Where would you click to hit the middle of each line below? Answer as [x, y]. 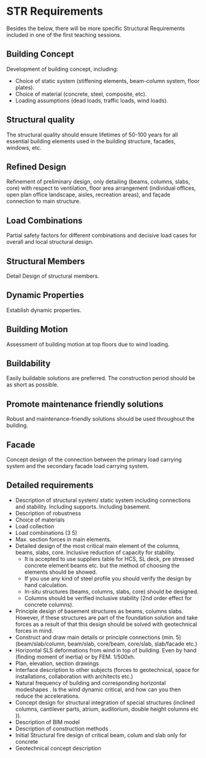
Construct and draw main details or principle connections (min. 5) [98, 637]
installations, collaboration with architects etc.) [74, 676]
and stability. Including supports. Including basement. [83, 506]
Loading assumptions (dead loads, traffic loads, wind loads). [92, 100]
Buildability [29, 364]
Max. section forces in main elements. [63, 539]
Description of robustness [48, 513]
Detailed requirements [50, 486]
